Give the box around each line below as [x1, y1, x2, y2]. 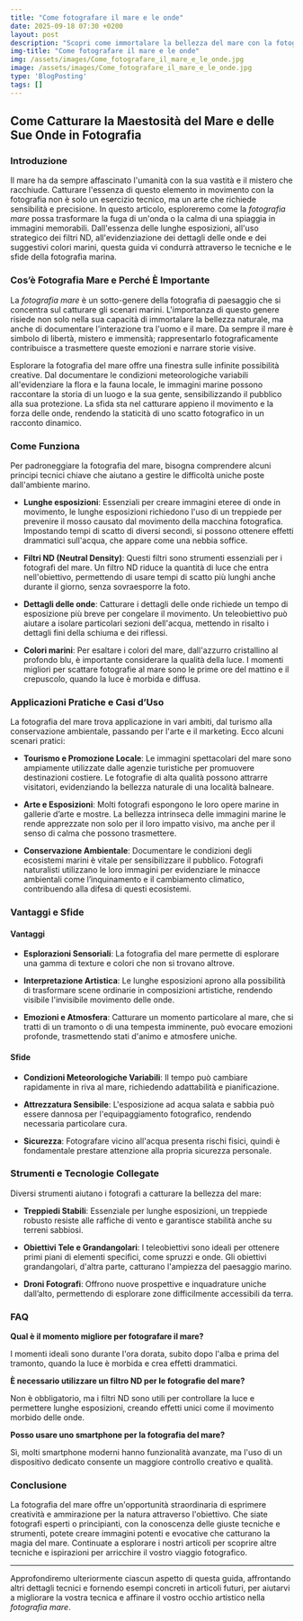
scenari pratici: [10, 736, 66, 747]
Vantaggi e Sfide [10, 906, 85, 919]
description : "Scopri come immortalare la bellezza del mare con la [10, 38, 272, 48]
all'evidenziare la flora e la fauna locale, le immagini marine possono [10, 379, 263, 390]
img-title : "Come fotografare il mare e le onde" [10, 47, 201, 56]
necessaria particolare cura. [22, 1118, 128, 1128]
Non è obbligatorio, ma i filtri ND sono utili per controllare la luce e [10, 1393, 255, 1404]
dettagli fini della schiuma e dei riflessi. [22, 627, 168, 638]
